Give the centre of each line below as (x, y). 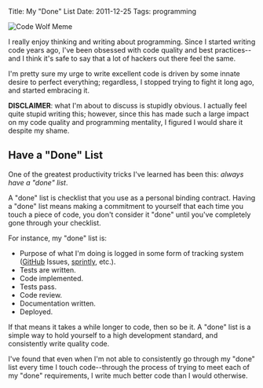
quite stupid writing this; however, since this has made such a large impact (129, 114)
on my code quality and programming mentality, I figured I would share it (126, 122)
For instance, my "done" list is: (58, 238)
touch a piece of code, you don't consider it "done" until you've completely (130, 214)
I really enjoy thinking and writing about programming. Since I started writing (132, 42)
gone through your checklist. (55, 222)
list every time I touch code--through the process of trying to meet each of (129, 367)
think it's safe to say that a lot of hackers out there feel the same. (131, 59)
